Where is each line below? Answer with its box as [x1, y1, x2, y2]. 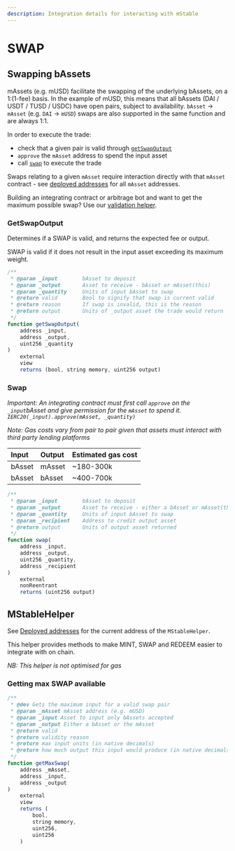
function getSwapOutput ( [7, 320, 80, 328]
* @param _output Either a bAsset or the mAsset [10, 721, 155, 728]
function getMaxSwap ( [7, 760, 71, 767]
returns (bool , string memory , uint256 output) [20, 366, 161, 373]
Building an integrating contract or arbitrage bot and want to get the [7, 193, 203, 202]
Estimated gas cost [72, 450, 138, 459]
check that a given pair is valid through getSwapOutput [17, 144, 173, 152]
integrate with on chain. [7, 648, 76, 656]
